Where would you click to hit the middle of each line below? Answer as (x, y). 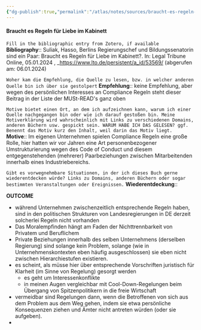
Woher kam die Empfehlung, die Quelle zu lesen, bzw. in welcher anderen (100, 80)
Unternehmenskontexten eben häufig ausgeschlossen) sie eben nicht (100, 252)
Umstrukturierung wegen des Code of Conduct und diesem (79, 149)
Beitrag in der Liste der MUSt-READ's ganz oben (66, 98)
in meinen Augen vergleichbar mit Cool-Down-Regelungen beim (103, 284)
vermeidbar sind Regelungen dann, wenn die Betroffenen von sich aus (101, 297)
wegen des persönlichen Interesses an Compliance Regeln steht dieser (94, 92)
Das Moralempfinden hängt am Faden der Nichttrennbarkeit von (94, 227)
